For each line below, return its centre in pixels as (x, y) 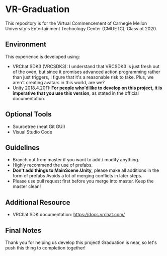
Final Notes (23, 230)
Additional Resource (38, 202)
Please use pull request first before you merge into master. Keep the (83, 181)
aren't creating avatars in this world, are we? (58, 82)
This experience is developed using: (43, 56)
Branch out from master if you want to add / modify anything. (76, 160)
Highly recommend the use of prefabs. (53, 165)
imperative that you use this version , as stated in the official (76, 93)
